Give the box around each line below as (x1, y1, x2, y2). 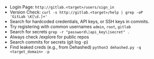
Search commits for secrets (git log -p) (9, 39, 88, 45)
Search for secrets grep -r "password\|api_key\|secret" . (9, 29, 130, 34)
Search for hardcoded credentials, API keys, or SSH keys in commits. (9, 19, 150, 24)
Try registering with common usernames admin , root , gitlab (9, 24, 131, 29)
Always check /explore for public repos (9, 34, 89, 40)
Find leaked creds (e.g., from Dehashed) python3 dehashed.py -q (9, 44, 141, 50)
